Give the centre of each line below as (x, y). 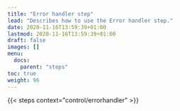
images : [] (23, 47)
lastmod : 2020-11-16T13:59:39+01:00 (62, 34)
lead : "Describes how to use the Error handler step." (90, 21)
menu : (15, 54)
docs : (22, 60)
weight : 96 (23, 80)
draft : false (27, 41)
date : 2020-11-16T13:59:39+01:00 (57, 27)
